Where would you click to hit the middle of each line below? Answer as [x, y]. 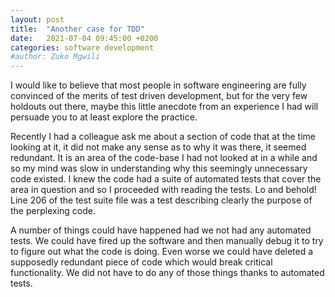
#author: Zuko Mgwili [55, 57]
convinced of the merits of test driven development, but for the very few [159, 96]
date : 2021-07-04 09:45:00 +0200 [84, 38]
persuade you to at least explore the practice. [104, 117]
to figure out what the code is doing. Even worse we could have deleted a [162, 252]
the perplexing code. [53, 211]
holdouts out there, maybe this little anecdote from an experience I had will [164, 107]
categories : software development [82, 47]
